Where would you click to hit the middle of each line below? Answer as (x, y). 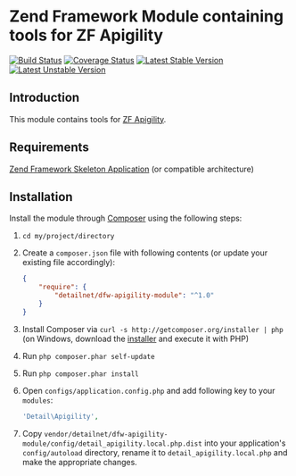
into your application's (245, 443)
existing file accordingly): (69, 263)
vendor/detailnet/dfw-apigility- (106, 434)
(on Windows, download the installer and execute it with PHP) (136, 338)
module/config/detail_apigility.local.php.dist (112, 444)
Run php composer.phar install (81, 373)
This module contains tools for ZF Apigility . (88, 119)
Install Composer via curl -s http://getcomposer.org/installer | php (152, 329)
